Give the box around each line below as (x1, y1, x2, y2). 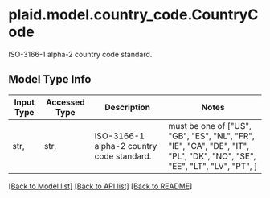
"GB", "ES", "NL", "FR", (168, 130, 255, 142)
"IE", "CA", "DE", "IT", (168, 140, 250, 151)
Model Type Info (8, 72, 92, 86)
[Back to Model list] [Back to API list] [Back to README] (8, 181, 193, 191)
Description (104, 101, 151, 113)
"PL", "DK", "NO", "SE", (168, 151, 256, 162)
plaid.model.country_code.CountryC (8, 6, 259, 24)
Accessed (45, 97, 86, 108)
